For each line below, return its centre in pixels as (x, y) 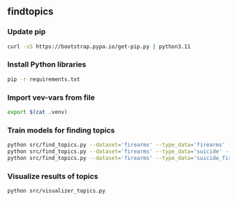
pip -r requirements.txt (44, 79)
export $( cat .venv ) (38, 113)
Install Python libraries (47, 64)
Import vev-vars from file (51, 97)
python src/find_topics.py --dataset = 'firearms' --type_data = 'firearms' (116, 145)
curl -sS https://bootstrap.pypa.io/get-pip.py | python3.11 (99, 46)
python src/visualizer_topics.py (56, 191)
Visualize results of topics (53, 176)
